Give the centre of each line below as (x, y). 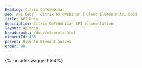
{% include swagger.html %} (34, 60)
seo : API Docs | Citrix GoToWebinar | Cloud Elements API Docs (71, 14)
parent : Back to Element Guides (38, 42)
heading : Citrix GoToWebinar (35, 10)
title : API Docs (22, 19)
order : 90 (15, 46)
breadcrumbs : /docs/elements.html (41, 33)
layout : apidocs (22, 28)
